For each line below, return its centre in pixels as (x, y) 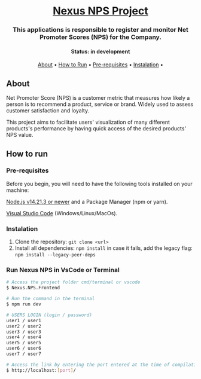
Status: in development (100, 51)
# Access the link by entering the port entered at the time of (88, 365)
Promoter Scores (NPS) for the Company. (100, 37)
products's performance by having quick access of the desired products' (96, 129)
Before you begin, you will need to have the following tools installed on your (99, 184)
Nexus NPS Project (100, 11)
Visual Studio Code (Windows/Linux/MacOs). (62, 213)
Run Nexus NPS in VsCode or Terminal (63, 270)
